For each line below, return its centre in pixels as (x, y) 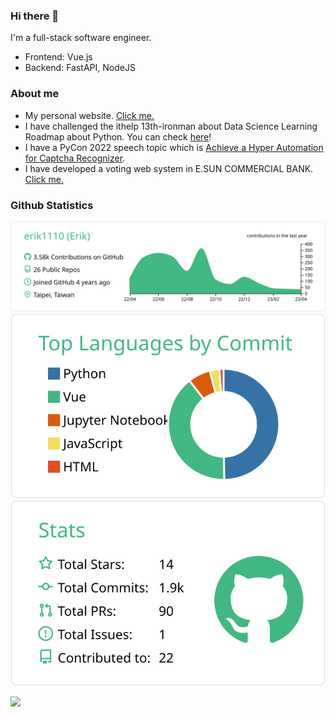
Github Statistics (52, 205)
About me (35, 94)
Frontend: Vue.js (58, 57)
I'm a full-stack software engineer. (81, 38)
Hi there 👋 (35, 16)
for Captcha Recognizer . (75, 158)
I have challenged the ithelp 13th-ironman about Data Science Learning (171, 126)
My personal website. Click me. (89, 115)
